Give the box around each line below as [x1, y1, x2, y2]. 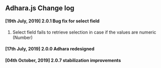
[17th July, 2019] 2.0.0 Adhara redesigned [5, 46, 95, 52]
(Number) [12, 34, 33, 40]
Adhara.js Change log [5, 4, 75, 12]
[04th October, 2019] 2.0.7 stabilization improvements [5, 57, 121, 63]
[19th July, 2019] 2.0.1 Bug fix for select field [5, 17, 100, 24]
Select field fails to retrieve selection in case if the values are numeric [12, 29, 156, 35]
